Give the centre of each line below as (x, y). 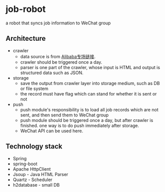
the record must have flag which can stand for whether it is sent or (88, 94)
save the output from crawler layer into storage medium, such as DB (90, 83)
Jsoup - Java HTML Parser (41, 174)
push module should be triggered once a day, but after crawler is (87, 120)
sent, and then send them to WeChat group (64, 115)
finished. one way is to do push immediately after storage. (80, 125)
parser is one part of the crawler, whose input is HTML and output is (90, 67)
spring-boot (25, 164)
